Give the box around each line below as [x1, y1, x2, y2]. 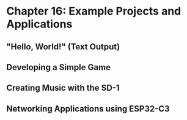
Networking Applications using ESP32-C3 [6, 104, 170, 114]
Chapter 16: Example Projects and [6, 4, 182, 18]
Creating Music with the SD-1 [6, 83, 120, 93]
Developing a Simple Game [6, 62, 111, 72]
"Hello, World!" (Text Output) [6, 41, 120, 52]
